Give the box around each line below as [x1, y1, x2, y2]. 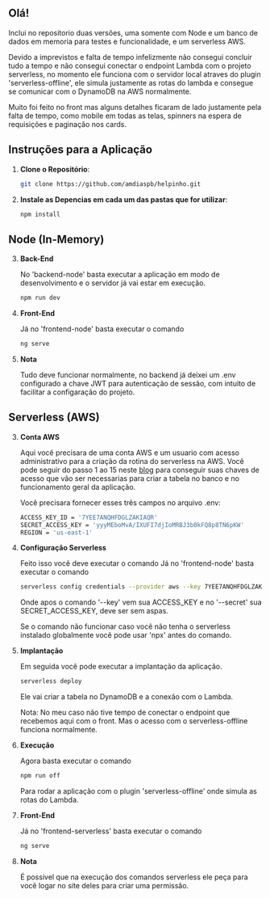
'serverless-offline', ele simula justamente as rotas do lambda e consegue [8, 78, 254, 87]
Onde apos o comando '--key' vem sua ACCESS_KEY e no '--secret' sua [19, 597, 262, 607]
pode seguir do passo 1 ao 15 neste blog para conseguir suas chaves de [19, 465, 260, 474]
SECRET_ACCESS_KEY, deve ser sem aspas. [19, 606, 169, 616]
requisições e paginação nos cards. [8, 119, 127, 129]
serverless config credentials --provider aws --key [19, 583, 201, 591]
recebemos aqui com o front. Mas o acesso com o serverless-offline [19, 716, 248, 726]
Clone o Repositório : [19, 164, 90, 174]
